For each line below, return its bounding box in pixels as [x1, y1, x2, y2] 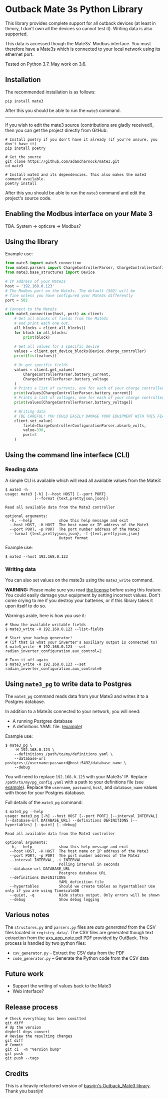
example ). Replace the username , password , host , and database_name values [5, 784, 157, 790]
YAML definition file [58, 879, 104, 884]
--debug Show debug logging [9, 897, 99, 902]
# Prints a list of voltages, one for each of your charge [14, 395, 140, 401]
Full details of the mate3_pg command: [5, 799, 83, 805]
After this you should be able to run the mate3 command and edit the [5, 189, 145, 195]
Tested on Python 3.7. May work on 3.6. [5, 61, 86, 67]
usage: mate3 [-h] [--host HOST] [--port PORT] [5, 491, 106, 496]
